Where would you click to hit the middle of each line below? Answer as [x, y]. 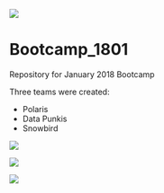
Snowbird [40, 128]
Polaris [35, 109]
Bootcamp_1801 [69, 50]
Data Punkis [45, 118]
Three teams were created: [59, 92]
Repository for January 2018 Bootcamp [82, 74]
